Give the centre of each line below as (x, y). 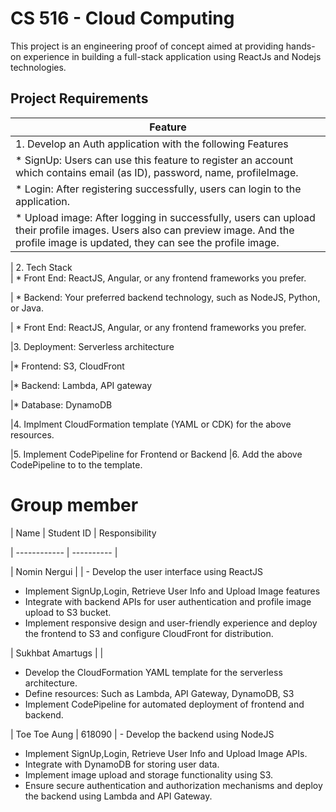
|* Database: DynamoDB (61, 404)
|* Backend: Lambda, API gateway (81, 385)
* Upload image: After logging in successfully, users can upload (165, 217)
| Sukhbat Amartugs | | (57, 653)
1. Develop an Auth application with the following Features (152, 144)
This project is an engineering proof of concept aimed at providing (147, 46)
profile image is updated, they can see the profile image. (147, 242)
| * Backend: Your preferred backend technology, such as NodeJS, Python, (165, 297)
